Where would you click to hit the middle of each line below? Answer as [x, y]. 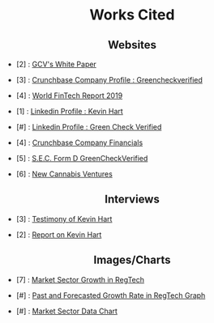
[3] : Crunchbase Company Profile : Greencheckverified [109, 80]
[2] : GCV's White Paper [56, 64]
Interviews [132, 200]
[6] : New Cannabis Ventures [64, 174]
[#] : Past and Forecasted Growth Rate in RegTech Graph [111, 295]
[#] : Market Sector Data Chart [66, 311]
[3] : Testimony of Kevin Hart [64, 219]
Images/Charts [132, 260]
